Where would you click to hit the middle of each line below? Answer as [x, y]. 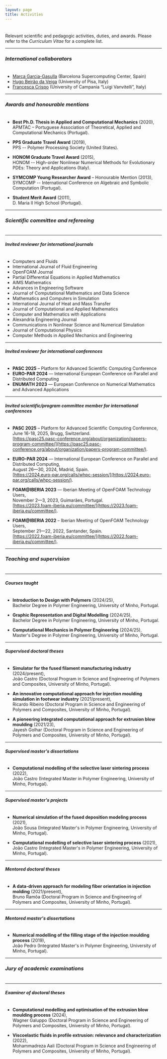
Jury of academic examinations [44, 968]
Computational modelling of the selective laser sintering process [81, 768]
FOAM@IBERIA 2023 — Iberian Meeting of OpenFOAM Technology [82, 489]
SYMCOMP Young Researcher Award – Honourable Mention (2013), [83, 177]
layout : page [19, 10]
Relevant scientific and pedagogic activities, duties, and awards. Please [78, 36]
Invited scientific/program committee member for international [72, 406]
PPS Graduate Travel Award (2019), [49, 142]
